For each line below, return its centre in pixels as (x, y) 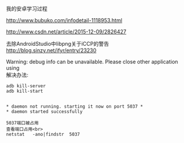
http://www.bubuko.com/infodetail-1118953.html (64, 20)
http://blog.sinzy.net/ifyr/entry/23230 (51, 50)
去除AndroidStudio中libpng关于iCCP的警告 (58, 44)
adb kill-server (26, 86)
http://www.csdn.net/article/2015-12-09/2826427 (66, 32)
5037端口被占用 (23, 123)
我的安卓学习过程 (27, 8)
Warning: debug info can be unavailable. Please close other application (92, 62)
